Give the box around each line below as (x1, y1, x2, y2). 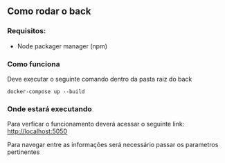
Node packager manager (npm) (17, 41, 108, 50)
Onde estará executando (7, 104, 92, 113)
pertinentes (7, 148, 40, 156)
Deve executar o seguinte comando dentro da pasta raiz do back (7, 75, 192, 83)
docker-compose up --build (7, 88, 85, 95)
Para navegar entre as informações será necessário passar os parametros (7, 141, 219, 149)
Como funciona (7, 59, 60, 68)
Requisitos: (7, 26, 46, 36)
